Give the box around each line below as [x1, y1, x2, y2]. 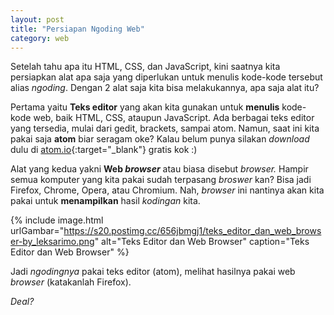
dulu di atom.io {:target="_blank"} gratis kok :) [10, 144, 198, 156]
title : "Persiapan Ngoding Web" [10, 24, 145, 34]
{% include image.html [10, 214, 104, 226]
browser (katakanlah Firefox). [10, 276, 132, 288]
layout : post [10, 14, 65, 25]
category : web [10, 33, 70, 43]
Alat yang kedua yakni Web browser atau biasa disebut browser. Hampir [10, 163, 309, 175]
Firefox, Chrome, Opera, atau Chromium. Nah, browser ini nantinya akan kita [10, 184, 325, 196]
